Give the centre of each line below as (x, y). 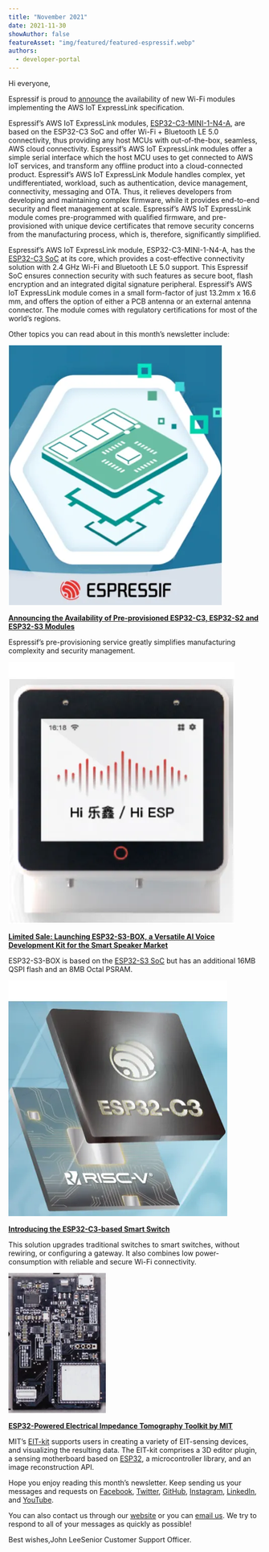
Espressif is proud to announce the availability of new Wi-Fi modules (122, 99)
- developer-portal (48, 60)
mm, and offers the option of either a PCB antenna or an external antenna (130, 301)
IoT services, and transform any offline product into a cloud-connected (126, 166)
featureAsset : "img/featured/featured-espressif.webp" (102, 43)
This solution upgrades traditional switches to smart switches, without (124, 1245)
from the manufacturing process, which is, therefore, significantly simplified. (134, 234)
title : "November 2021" (48, 17)
